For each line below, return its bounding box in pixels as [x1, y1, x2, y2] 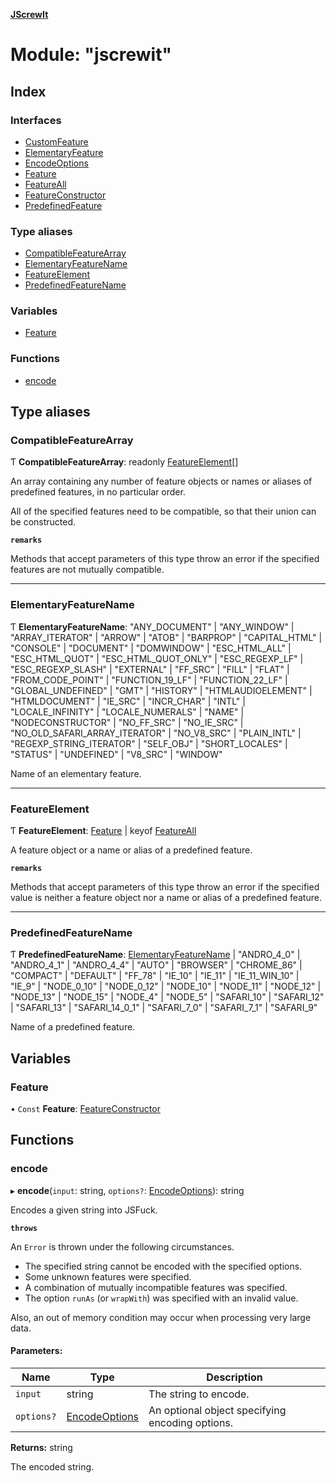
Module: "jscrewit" [10, 44, 172, 66]
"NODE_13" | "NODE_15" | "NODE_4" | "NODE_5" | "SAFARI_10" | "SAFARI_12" [10, 991, 325, 1003]
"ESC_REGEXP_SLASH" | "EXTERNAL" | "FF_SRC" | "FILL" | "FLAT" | [10, 663, 290, 675]
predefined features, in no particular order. [10, 486, 186, 498]
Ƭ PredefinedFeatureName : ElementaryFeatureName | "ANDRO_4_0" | [10, 949, 301, 961]
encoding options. [148, 1415, 234, 1429]
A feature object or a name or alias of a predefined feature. [10, 844, 253, 856]
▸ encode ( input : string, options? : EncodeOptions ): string [10, 1184, 245, 1196]
